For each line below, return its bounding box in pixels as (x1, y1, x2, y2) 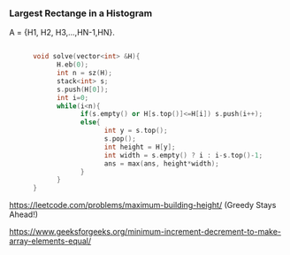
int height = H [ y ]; (103, 143, 176, 151)
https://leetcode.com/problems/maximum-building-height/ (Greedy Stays (9, 200, 277, 211)
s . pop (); (103, 135, 137, 143)
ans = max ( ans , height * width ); (103, 158, 219, 168)
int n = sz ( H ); (56, 69, 113, 78)
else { (80, 118, 101, 127)
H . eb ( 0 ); (56, 60, 89, 69)
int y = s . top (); (103, 127, 168, 135)
